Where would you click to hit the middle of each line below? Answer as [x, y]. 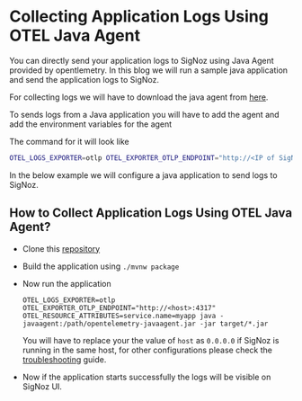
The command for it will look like [69, 141]
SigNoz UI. [42, 386]
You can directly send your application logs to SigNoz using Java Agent [142, 60]
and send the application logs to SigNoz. [84, 79]
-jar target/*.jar [234, 324]
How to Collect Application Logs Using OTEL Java [151, 213]
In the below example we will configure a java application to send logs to [143, 175]
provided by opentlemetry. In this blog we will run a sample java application [149, 70]
